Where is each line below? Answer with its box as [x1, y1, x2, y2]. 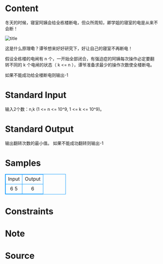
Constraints [5, 206, 54, 217]
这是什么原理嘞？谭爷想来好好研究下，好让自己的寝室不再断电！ [5, 45, 132, 51]
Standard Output [5, 123, 74, 135]
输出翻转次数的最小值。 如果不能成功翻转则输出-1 [5, 140, 104, 146]
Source [5, 250, 35, 262]
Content [5, 3, 39, 14]
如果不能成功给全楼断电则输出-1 [5, 72, 69, 78]
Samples [5, 158, 41, 168]
